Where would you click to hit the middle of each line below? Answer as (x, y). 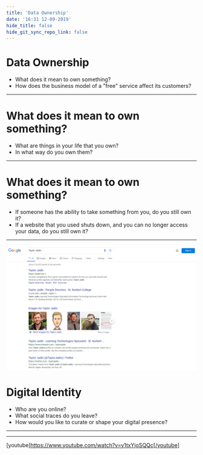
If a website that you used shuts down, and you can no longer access (101, 225)
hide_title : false (29, 25)
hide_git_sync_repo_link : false (47, 32)
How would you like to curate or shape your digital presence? (91, 422)
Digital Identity (44, 392)
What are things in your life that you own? (67, 146)
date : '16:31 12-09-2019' (39, 19)
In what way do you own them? (54, 152)
